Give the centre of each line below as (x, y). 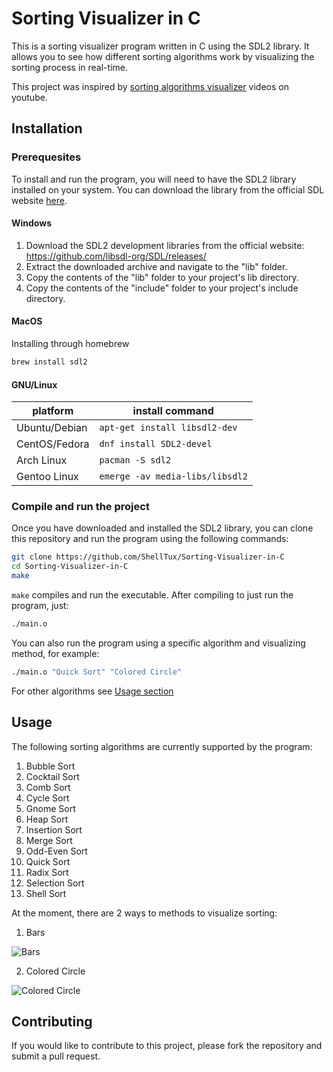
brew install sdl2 (49, 362)
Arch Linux (42, 460)
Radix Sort (47, 872)
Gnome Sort (50, 808)
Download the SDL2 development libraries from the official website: (165, 245)
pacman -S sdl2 (135, 460)
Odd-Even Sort (56, 851)
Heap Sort (47, 819)
